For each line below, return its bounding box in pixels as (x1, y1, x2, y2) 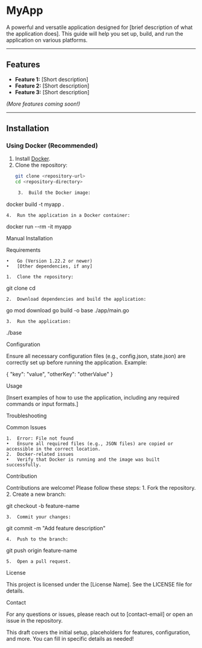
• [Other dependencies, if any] (6, 263, 93, 269)
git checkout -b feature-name (6, 502, 80, 510)
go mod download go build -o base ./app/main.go (6, 307, 129, 314)
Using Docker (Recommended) (6, 141, 98, 150)
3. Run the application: (6, 318, 71, 325)
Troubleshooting (6, 412, 47, 420)
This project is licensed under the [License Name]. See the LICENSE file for (6, 581, 192, 588)
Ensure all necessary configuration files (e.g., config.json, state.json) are (6, 353, 186, 360)
